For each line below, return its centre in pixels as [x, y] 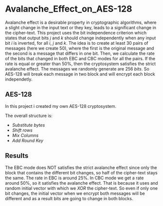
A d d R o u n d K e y [28, 140]
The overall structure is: [29, 116]
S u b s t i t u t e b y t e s [28, 125]
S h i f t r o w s [22, 130]
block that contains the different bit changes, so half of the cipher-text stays [81, 172]
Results [17, 156]
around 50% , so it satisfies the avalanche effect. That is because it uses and [81, 183]
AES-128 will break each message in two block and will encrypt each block [80, 74]
